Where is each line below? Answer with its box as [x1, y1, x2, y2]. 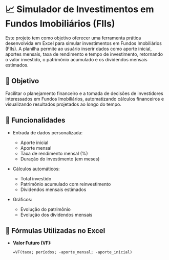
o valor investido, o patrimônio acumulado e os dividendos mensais [5, 56, 147, 62]
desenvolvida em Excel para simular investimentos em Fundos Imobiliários [5, 40, 162, 46]
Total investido [20, 175, 52, 181]
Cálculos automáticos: [12, 166, 60, 172]
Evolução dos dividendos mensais [20, 211, 93, 218]
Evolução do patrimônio [20, 206, 71, 212]
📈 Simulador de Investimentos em [5, 4, 154, 15]
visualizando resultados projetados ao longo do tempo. [5, 101, 121, 107]
